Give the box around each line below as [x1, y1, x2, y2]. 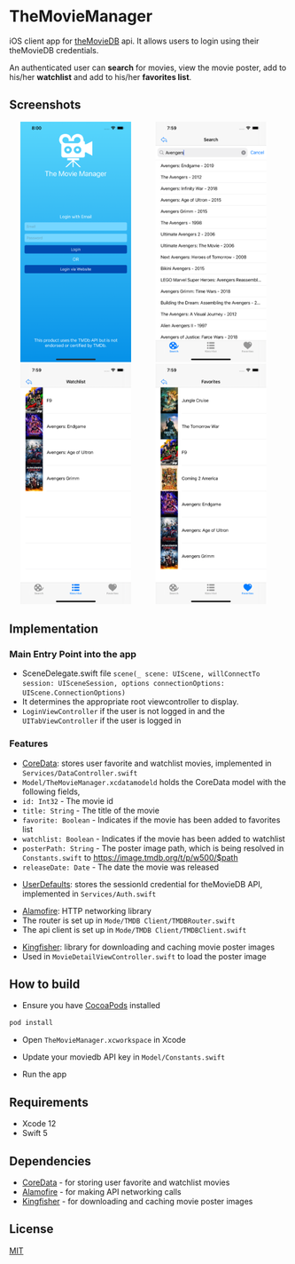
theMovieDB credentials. [9, 44, 99, 55]
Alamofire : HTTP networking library [21, 905, 152, 916]
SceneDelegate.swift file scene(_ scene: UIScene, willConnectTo [21, 668, 260, 679]
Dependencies [9, 1153, 91, 1169]
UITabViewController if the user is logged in [21, 715, 182, 726]
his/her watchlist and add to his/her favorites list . [9, 71, 192, 82]
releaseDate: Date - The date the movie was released [21, 862, 220, 872]
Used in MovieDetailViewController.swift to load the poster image [21, 950, 268, 961]
